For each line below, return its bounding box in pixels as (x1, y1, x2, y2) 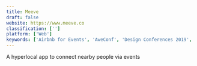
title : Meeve (6, 8, 39, 15)
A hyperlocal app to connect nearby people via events (6, 53, 141, 60)
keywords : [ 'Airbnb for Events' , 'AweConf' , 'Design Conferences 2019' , (6, 37, 192, 43)
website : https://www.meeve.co (6, 20, 85, 26)
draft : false (6, 14, 39, 20)
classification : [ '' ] (6, 25, 61, 32)
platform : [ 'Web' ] (6, 31, 52, 37)
